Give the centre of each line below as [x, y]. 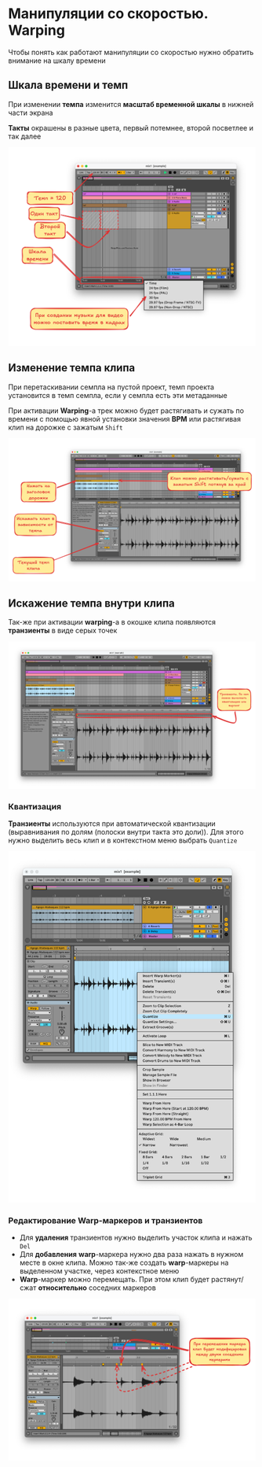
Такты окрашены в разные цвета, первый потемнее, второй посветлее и [131, 127]
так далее [25, 136]
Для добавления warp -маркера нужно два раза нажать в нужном [131, 1255]
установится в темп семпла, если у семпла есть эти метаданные [118, 395]
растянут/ [228, 1280]
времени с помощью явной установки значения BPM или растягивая [125, 418]
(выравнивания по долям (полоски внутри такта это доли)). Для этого [126, 832]
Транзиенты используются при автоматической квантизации [112, 824]
